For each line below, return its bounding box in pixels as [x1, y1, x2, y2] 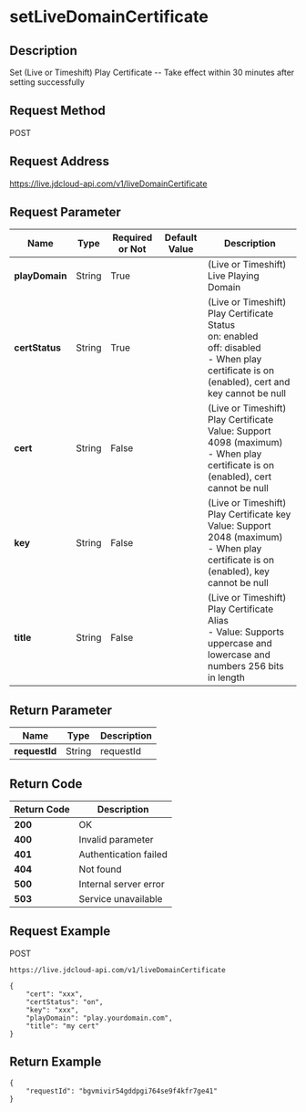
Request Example [9, 924, 111, 939]
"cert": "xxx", [25, 989, 84, 999]
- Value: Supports [208, 625, 285, 638]
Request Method [9, 103, 107, 119]
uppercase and [208, 637, 273, 650]
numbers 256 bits [208, 660, 284, 673]
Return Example [9, 1054, 102, 1070]
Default [164, 231, 198, 244]
